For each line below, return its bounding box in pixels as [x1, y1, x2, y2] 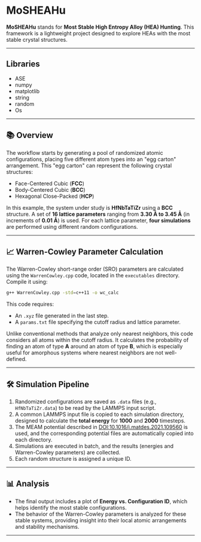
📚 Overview [6, 130, 54, 140]
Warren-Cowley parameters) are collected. [14, 449, 121, 456]
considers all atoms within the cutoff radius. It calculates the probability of [6, 336, 189, 344]
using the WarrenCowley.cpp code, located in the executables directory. [6, 272, 180, 279]
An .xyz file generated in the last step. [14, 312, 109, 320]
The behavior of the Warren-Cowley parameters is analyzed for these [14, 510, 187, 517]
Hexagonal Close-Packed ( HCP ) [14, 192, 95, 200]
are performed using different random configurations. [6, 223, 139, 230]
